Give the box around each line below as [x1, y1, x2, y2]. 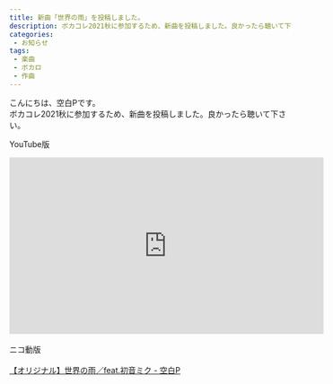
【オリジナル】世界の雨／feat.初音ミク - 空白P [9, 364, 181, 375]
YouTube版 [9, 138, 50, 149]
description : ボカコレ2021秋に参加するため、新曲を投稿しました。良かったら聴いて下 [9, 22, 292, 31]
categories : [9, 30, 54, 39]
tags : [9, 47, 30, 56]
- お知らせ [13, 38, 48, 48]
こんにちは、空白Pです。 [9, 97, 101, 108]
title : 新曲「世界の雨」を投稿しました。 [9, 13, 145, 22]
